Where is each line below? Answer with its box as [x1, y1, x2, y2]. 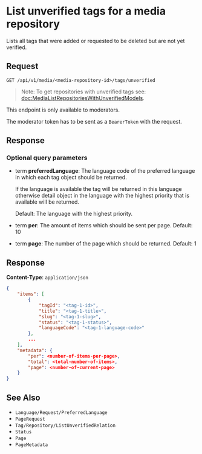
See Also [6, 392, 41, 402]
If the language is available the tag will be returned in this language [15, 185, 183, 193]
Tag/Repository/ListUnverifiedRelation [15, 422, 116, 429]
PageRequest [15, 416, 45, 422]
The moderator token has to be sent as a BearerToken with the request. [6, 118, 183, 125]
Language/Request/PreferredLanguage [15, 409, 108, 416]
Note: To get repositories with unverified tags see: [21, 88, 146, 95]
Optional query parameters [6, 153, 88, 162]
